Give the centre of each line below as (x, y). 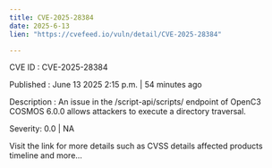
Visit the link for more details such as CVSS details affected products (136, 146)
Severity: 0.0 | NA (42, 129)
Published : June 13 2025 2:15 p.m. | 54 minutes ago (106, 85)
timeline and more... (46, 155)
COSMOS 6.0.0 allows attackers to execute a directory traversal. (127, 112)
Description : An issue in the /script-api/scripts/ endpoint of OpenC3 (135, 102)
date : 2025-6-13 (39, 26)
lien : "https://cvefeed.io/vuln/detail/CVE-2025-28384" (115, 34)
